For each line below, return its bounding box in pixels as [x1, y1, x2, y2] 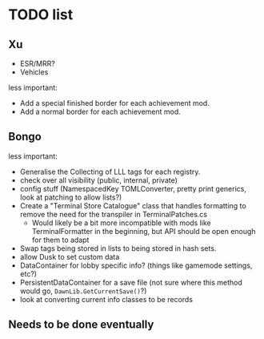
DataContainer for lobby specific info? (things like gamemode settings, [19, 260, 253, 270]
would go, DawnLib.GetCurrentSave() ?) [19, 286, 147, 296]
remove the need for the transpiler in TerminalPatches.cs [19, 209, 208, 219]
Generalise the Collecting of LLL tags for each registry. [19, 167, 201, 176]
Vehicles [19, 67, 49, 77]
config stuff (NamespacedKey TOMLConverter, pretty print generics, [19, 184, 246, 193]
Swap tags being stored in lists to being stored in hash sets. [19, 243, 217, 253]
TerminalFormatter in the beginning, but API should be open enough [31, 226, 256, 236]
